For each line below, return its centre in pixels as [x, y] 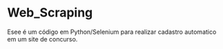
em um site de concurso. [42, 39]
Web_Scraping [50, 13]
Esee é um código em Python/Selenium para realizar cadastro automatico [112, 32]
